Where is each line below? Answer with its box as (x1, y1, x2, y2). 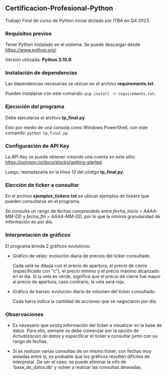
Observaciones (5, 310, 44, 317)
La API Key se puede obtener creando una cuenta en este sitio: (5, 154, 136, 159)
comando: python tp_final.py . (5, 130, 69, 136)
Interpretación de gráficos (5, 232, 71, 239)
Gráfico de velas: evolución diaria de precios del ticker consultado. (12, 252, 151, 259)
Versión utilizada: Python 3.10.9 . (5, 57, 73, 63)
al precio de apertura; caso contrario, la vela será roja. (12, 279, 125, 285)
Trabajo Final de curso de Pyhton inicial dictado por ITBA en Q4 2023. (5, 17, 150, 23)
